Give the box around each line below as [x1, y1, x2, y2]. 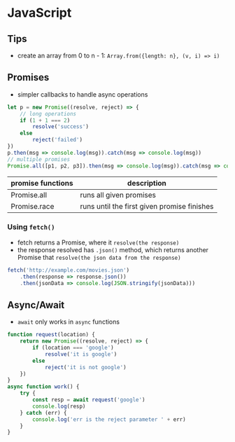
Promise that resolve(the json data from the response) [17, 253, 181, 261]
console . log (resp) [32, 403, 86, 410]
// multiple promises [7, 156, 71, 163]
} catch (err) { [20, 409, 68, 416]
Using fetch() [7, 222, 55, 232]
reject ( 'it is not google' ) [44, 364, 127, 371]
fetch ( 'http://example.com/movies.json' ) [7, 266, 130, 274]
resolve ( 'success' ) [32, 123, 90, 130]
